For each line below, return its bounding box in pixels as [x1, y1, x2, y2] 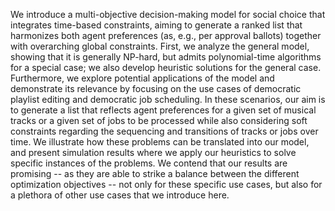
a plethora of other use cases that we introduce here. [10, 189, 230, 201]
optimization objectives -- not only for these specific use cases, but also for [10, 179, 323, 190]
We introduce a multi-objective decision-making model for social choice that [10, 9, 326, 20]
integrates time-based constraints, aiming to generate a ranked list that [10, 19, 303, 31]
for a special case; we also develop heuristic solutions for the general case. [10, 62, 322, 73]
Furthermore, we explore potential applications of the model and [10, 72, 275, 84]
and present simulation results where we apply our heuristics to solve [10, 147, 297, 158]
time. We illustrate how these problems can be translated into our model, [10, 136, 310, 148]
